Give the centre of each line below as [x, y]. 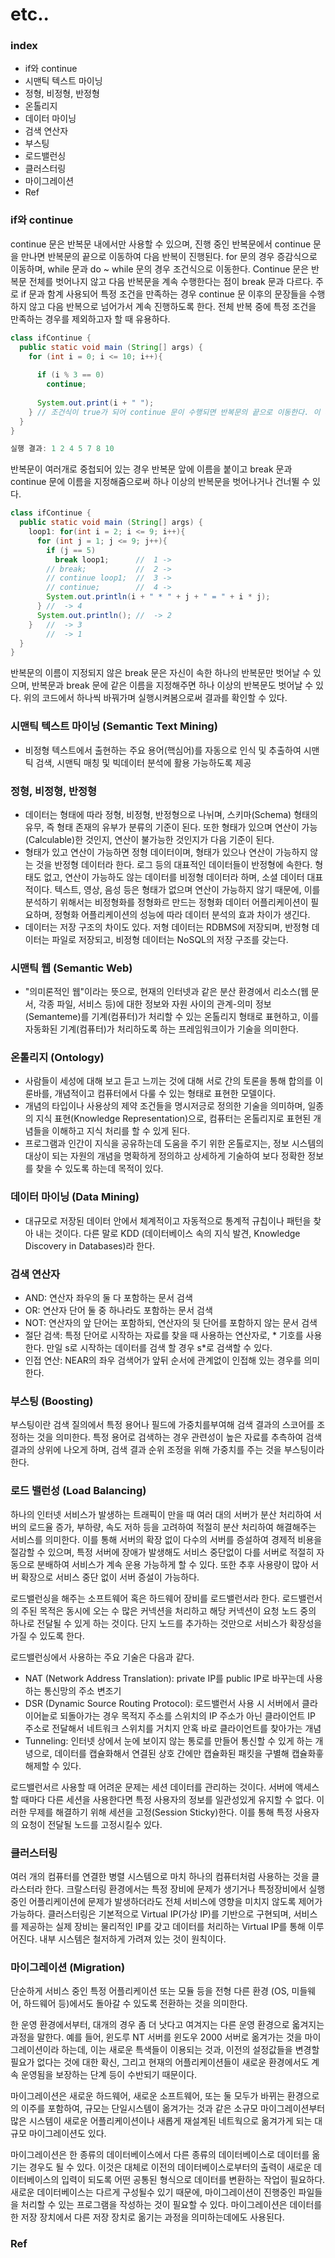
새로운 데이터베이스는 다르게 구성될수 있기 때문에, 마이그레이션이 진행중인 [153, 2192]
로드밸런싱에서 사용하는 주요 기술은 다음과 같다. [102, 1657]
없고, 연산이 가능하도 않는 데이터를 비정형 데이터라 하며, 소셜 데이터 [174, 877]
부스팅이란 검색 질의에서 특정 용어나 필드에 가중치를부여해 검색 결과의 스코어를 [162, 1425]
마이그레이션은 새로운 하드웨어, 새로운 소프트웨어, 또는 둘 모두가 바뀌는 [147, 2096]
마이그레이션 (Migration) [68, 1967]
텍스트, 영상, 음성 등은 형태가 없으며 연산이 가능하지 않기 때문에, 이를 [187, 889]
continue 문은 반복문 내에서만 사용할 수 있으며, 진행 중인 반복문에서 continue [161, 244]
